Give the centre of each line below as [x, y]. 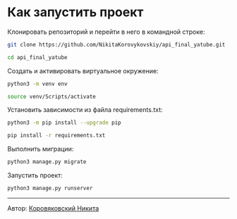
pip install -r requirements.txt [56, 136]
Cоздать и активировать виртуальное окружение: [83, 70]
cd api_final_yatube [38, 57]
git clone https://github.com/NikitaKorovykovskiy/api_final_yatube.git [116, 44]
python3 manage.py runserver [50, 188]
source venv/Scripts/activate [52, 96]
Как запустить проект [75, 12]
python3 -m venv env [38, 84]
